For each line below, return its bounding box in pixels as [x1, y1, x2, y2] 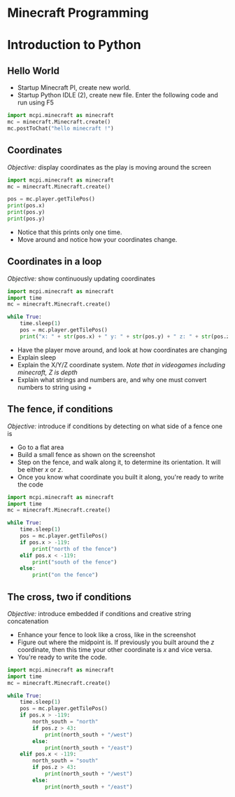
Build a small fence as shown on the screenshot [17, 450, 155, 458]
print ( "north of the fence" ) [32, 545, 117, 552]
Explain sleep [17, 353, 56, 362]
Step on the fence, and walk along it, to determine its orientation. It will [17, 458, 221, 466]
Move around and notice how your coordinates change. [17, 235, 178, 243]
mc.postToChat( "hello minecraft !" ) [7, 125, 114, 132]
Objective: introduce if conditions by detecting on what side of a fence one [7, 422, 222, 430]
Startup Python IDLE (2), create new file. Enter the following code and [17, 91, 218, 100]
